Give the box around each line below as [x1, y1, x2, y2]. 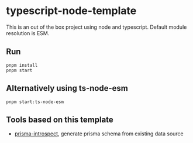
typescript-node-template [6, 4, 137, 18]
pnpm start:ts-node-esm [6, 98, 64, 105]
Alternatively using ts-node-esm [6, 83, 129, 93]
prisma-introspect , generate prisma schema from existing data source [14, 130, 184, 137]
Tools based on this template [6, 114, 114, 124]
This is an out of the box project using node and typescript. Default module [6, 23, 187, 30]
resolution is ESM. [6, 29, 50, 36]
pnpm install [6, 62, 38, 68]
